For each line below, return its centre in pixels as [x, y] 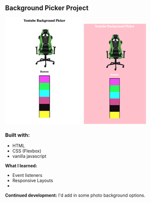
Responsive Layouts [32, 180]
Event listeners [27, 175]
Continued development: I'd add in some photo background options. [75, 195]
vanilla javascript [29, 156]
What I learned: [21, 166]
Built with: [17, 135]
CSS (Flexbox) [27, 151]
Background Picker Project [47, 8]
